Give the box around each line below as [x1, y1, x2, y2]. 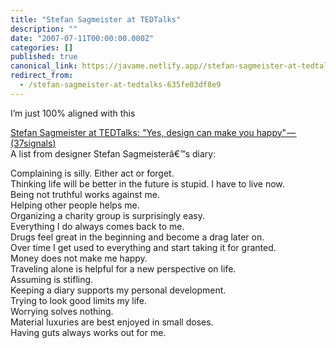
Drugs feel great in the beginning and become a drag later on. [10, 231, 265, 243]
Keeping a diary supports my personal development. [10, 284, 227, 296]
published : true [10, 52, 78, 62]
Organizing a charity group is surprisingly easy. [10, 209, 205, 221]
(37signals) [10, 137, 57, 149]
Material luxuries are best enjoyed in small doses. [10, 316, 214, 328]
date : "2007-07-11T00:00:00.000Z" [10, 33, 155, 43]
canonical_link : [10, 61, 78, 71]
